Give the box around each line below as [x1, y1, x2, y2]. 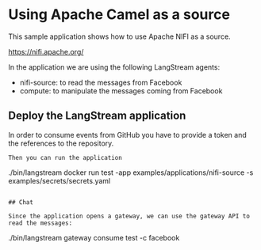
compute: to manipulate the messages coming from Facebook [19, 85, 223, 96]
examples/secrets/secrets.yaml [8, 176, 111, 185]
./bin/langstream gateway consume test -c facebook [8, 233, 180, 242]
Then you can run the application [8, 153, 123, 161]
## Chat [8, 198, 34, 206]
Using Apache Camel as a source [8, 6, 230, 24]
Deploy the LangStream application [8, 109, 186, 123]
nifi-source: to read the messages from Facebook [19, 78, 182, 87]
